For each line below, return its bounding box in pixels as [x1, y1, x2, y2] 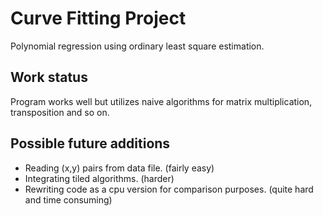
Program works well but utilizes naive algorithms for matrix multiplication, [10, 95, 313, 107]
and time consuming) [24, 193, 113, 206]
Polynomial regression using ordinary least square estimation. [10, 40, 265, 52]
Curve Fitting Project [10, 7, 187, 30]
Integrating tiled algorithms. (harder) [24, 172, 175, 184]
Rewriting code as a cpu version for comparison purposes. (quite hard [24, 183, 314, 195]
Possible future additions [10, 135, 171, 152]
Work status [10, 69, 88, 86]
